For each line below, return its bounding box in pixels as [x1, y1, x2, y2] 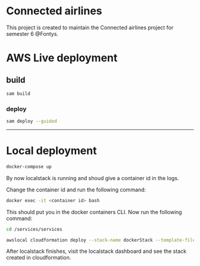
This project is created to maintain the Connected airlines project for [6, 24, 174, 31]
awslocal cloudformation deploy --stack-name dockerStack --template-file [6, 237, 196, 243]
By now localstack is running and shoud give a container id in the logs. [6, 174, 179, 181]
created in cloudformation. [6, 254, 71, 261]
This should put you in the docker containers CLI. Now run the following [6, 208, 183, 215]
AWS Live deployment [6, 51, 118, 65]
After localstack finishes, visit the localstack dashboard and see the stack [6, 248, 186, 255]
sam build [6, 91, 31, 97]
